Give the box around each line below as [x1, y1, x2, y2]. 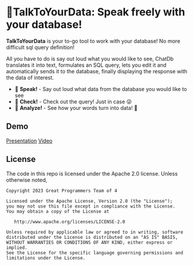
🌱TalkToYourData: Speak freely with [6, 5, 185, 19]
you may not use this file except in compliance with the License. [6, 203, 176, 209]
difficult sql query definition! [6, 44, 75, 51]
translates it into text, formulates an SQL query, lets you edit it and [6, 61, 167, 69]
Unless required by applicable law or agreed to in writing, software [6, 229, 184, 235]
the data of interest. [6, 74, 54, 81]
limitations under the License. [6, 255, 86, 261]
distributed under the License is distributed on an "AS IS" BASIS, [6, 234, 178, 240]
